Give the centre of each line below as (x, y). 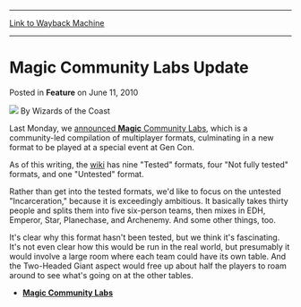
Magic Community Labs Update (129, 68)
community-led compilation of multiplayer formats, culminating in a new (142, 137)
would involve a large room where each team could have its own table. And (148, 256)
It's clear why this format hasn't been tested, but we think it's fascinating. (145, 237)
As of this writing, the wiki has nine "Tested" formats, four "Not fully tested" (149, 164)
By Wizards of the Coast (65, 111)
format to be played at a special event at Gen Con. (102, 147)
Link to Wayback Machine (57, 23)
